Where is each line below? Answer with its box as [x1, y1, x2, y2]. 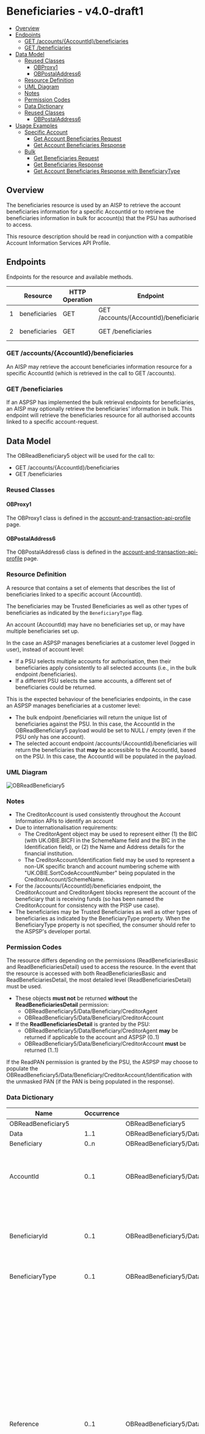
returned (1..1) [24, 1046, 59, 1054]
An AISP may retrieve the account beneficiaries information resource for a [6, 362, 192, 370]
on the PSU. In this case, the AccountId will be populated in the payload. [15, 752, 197, 760]
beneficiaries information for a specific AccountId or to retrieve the [6, 208, 174, 215]
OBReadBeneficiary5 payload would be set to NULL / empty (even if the [15, 726, 196, 734]
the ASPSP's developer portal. [15, 928, 92, 935]
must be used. [6, 983, 43, 990]
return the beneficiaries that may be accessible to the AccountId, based [15, 746, 196, 753]
